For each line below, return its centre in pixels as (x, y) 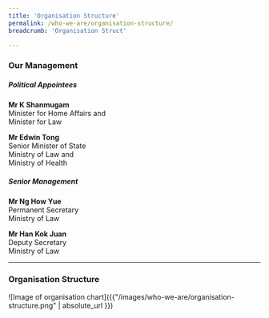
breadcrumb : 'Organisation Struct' (68, 30)
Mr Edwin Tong (34, 138)
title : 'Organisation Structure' (64, 16)
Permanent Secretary (44, 210)
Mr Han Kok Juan (37, 234)
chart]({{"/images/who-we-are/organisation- (161, 296)
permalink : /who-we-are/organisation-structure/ (91, 23)
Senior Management (43, 181)
